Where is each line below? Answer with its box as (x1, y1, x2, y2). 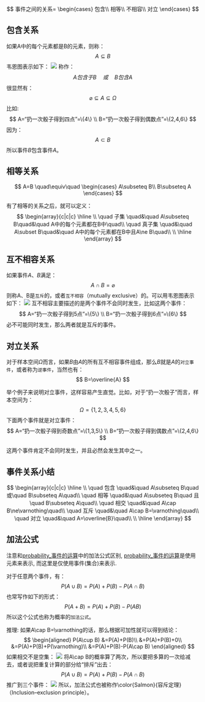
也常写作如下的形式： (6, 593, 60, 600)
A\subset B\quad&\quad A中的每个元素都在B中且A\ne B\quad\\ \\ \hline (14, 228, 192, 235)
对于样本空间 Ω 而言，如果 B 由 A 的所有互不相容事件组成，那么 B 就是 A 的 (6, 358, 181, 366)
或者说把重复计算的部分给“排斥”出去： (17, 660, 113, 668)
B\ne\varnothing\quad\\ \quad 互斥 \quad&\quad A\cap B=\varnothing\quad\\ (6, 507, 199, 514)
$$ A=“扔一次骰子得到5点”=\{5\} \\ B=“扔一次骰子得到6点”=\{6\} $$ (19, 310, 187, 318)
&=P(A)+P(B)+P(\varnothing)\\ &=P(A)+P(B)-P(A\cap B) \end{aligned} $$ (11, 642, 195, 650)
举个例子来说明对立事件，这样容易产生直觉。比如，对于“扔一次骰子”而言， (6, 388, 194, 396)
